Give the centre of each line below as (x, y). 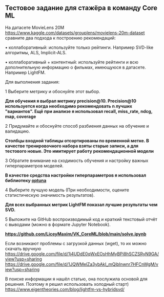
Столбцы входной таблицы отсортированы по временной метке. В (77, 140)
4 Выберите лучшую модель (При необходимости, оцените (67, 190)
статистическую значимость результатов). (50, 195)
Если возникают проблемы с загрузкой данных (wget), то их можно (76, 243)
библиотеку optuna (26, 180)
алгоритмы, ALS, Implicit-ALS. (36, 52)
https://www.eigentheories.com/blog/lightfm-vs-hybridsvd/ (65, 289)
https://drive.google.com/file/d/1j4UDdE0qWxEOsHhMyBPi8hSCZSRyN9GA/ (82, 253)
